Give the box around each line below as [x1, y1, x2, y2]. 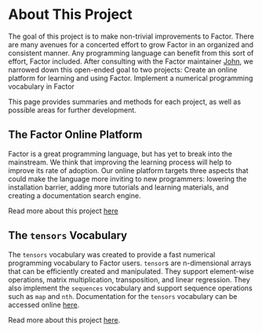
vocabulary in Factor [8, 81, 75, 91]
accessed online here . [8, 300, 80, 309]
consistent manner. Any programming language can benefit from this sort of [8, 48, 254, 57]
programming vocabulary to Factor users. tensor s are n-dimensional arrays [8, 258, 252, 267]
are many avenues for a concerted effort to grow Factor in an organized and [8, 39, 253, 49]
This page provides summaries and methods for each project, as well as [8, 97, 242, 106]
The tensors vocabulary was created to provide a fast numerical [8, 249, 216, 259]
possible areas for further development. [8, 105, 137, 115]
